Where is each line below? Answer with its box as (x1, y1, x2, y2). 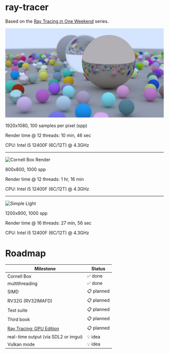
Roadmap (5, 248, 46, 259)
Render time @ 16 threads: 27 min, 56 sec (5, 220, 92, 226)
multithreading (7, 280, 38, 286)
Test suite (7, 307, 28, 313)
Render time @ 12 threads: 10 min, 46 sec (5, 133, 92, 139)
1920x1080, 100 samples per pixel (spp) (5, 123, 88, 129)
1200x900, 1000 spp (5, 210, 48, 216)
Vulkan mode (7, 341, 35, 347)
